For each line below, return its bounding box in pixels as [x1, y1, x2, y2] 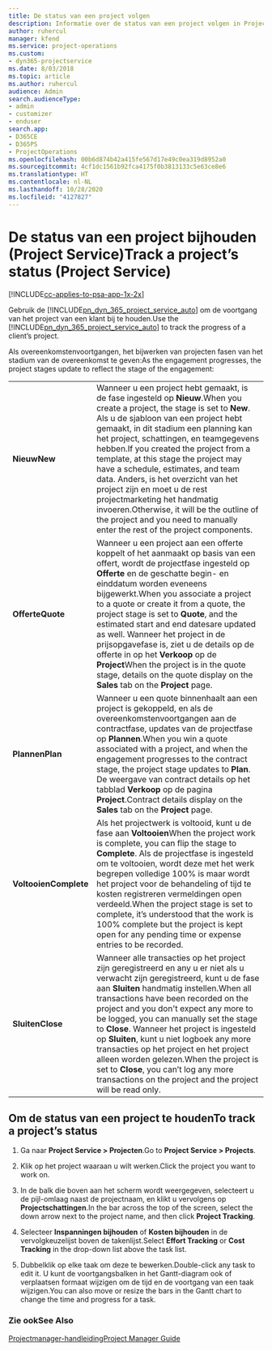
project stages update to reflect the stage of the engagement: [8, 364, 215, 373]
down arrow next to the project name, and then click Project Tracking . [19, 1211, 256, 1221]
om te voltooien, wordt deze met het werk [96, 858, 255, 869]
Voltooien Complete [12, 878, 89, 889]
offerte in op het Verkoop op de [96, 648, 217, 660]
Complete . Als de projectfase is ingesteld [96, 847, 253, 858]
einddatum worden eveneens [96, 578, 208, 589]
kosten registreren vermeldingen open [96, 888, 242, 899]
